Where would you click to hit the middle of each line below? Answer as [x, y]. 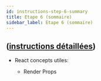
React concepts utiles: [41, 60]
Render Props [40, 72]
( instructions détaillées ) [51, 46]
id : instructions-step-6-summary [47, 11]
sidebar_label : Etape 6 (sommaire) [50, 22]
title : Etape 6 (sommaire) [39, 17]
